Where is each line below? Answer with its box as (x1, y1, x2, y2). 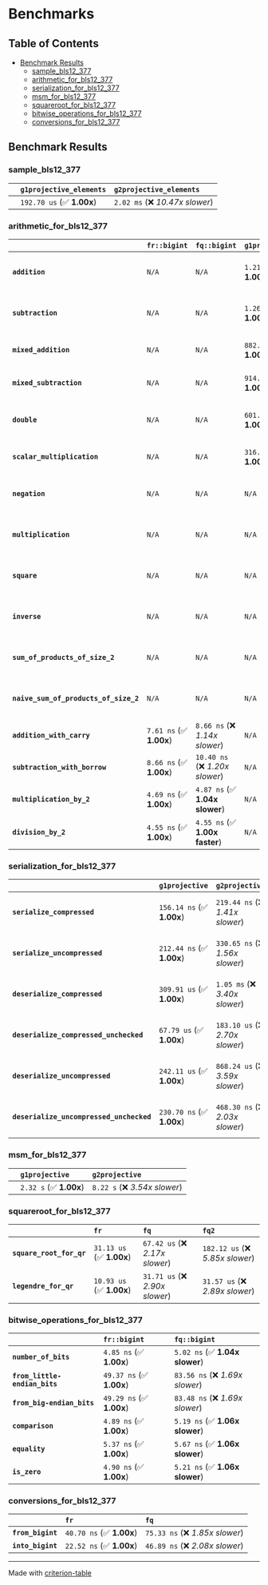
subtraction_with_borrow (12, 762, 107, 772)
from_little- (12, 1372, 62, 1380)
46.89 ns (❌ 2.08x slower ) (144, 1540, 244, 1551)
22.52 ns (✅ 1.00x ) (65, 1540, 138, 1551)
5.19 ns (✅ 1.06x (174, 1416, 240, 1427)
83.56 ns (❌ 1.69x (174, 1369, 243, 1380)
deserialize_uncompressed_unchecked (12, 1112, 152, 1122)
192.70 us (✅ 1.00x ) (20, 197, 97, 208)
